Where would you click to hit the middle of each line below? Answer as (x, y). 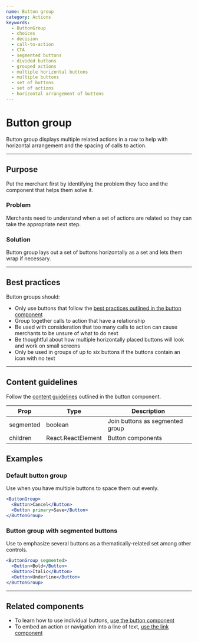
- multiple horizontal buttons (50, 72)
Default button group (37, 476)
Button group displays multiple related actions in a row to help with (87, 139)
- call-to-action (33, 45)
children (20, 438)
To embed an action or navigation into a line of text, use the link (92, 627)
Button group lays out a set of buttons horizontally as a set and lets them (94, 252)
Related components (45, 606)
